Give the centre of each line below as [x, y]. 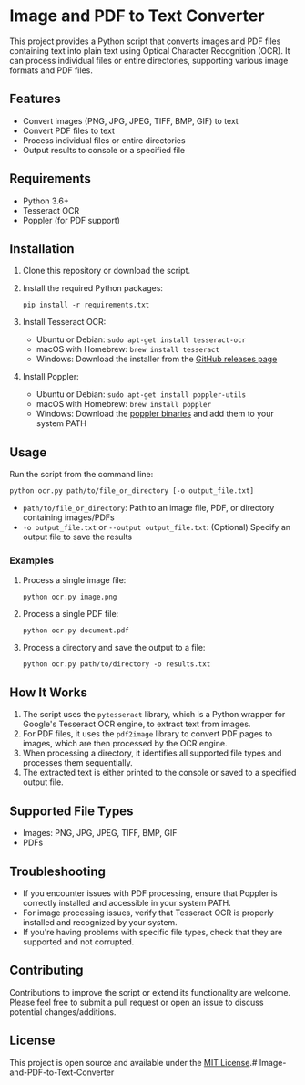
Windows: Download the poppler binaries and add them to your [155, 414]
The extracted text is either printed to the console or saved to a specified [159, 773]
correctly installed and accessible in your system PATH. [127, 902]
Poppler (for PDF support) [71, 220]
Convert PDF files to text [69, 130]
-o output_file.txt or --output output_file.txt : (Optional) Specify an [157, 527]
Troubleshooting [58, 871]
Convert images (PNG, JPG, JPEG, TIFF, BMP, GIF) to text [130, 120]
